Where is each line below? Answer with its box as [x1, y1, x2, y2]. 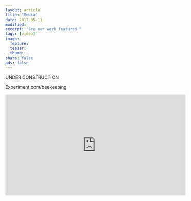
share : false [5, 55, 33, 61]
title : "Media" [5, 12, 38, 17]
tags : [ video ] [5, 31, 36, 36]
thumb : [10, 50, 24, 56]
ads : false [5, 60, 29, 65]
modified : [5, 22, 27, 27]
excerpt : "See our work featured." [5, 27, 82, 32]
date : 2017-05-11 [5, 17, 43, 22]
